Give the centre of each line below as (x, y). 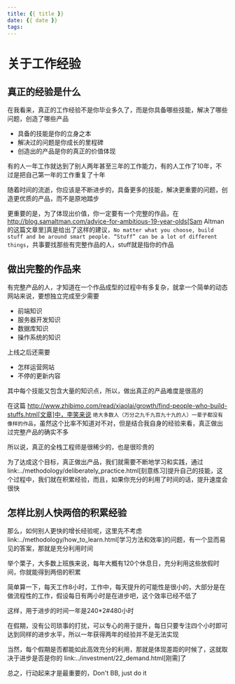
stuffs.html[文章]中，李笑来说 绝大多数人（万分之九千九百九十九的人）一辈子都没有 (115, 414)
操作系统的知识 (39, 337)
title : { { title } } (36, 14)
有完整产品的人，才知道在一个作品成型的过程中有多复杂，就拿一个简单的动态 (117, 287)
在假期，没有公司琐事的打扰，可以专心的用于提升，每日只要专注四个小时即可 (117, 625)
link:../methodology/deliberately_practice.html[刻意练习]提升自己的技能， (112, 471)
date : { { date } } (33, 20)
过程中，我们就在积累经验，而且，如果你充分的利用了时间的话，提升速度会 (120, 480)
